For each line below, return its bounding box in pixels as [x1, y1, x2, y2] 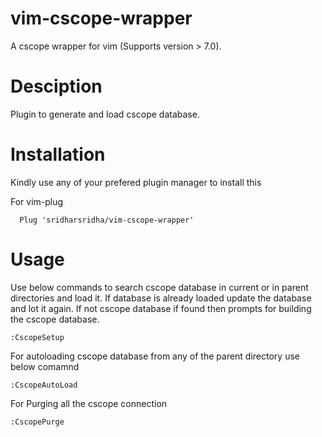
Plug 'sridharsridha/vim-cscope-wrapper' [19, 215, 195, 225]
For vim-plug [10, 195, 64, 207]
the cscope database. [10, 313, 100, 325]
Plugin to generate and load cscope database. [10, 108, 200, 120]
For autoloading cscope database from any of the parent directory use [10, 350, 300, 362]
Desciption [10, 75, 103, 98]
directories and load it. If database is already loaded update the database [10, 292, 312, 304]
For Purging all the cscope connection [10, 397, 168, 409]
